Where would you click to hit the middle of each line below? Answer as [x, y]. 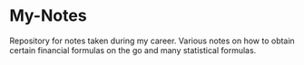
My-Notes [49, 16]
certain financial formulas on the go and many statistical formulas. [133, 50]
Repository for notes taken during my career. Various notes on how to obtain [152, 41]
